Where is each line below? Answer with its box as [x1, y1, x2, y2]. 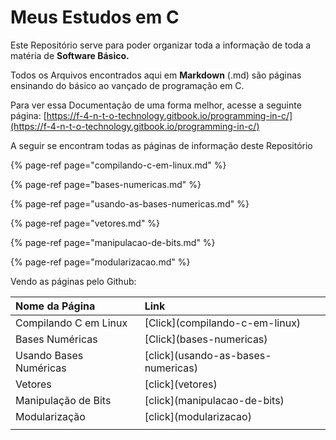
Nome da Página [15, 299, 96, 313]
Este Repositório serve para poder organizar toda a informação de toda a [10, 39, 312, 51]
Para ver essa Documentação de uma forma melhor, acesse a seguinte [10, 99, 302, 111]
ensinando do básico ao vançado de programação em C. [10, 79, 245, 91]
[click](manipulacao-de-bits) [144, 393, 285, 407]
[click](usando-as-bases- [144, 348, 272, 362]
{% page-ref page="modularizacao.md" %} [10, 256, 191, 268]
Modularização [15, 409, 86, 423]
